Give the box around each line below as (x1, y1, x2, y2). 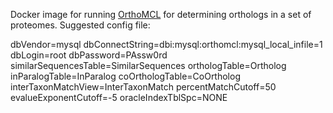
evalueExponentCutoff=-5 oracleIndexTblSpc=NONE (10, 92, 228, 103)
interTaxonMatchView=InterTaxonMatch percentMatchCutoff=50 (10, 81, 277, 93)
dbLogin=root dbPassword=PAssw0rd (10, 49, 168, 61)
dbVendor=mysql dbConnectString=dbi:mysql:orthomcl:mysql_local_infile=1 (10, 39, 323, 50)
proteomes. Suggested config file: (10, 19, 151, 31)
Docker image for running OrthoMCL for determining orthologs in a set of (10, 9, 312, 20)
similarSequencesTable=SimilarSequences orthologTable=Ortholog (10, 60, 287, 71)
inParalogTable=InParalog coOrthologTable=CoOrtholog (10, 70, 241, 82)
